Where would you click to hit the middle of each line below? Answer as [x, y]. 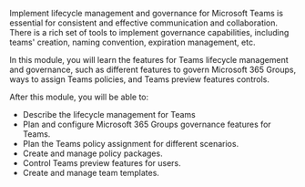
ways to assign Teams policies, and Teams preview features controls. [140, 79]
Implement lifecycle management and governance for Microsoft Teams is [147, 13]
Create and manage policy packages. [92, 153]
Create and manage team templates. [91, 173]
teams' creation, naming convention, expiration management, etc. [132, 42]
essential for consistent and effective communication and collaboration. [144, 23]
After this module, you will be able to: [79, 97]
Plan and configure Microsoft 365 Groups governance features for [147, 124]
